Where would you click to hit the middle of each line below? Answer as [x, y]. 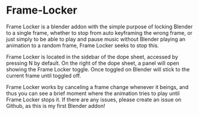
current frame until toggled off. [44, 75]
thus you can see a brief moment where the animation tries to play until [93, 93]
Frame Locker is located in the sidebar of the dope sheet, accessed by [92, 57]
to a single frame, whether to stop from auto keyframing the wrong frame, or [99, 32]
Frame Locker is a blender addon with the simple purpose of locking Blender [99, 27]
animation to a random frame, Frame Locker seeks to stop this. [83, 45]
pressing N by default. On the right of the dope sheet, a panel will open [93, 63]
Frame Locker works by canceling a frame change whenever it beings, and [97, 87]
